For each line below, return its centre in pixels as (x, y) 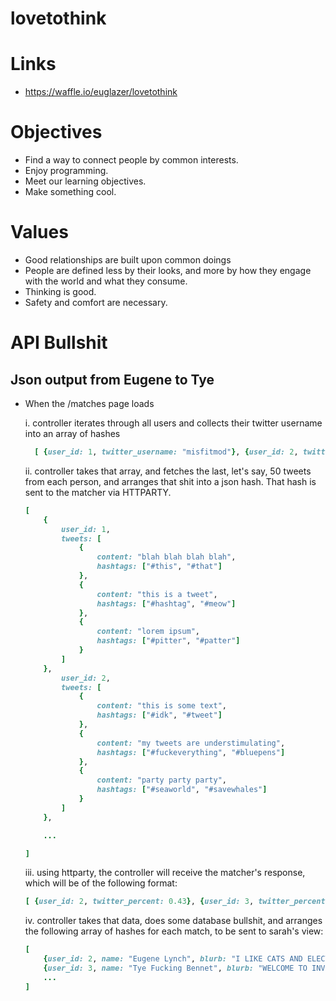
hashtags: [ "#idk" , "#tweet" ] (159, 715)
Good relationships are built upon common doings (128, 260)
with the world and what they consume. (106, 281)
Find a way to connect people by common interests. (131, 160)
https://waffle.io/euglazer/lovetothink (101, 92)
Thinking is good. (60, 291)
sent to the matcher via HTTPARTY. (98, 492)
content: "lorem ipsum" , (148, 632)
